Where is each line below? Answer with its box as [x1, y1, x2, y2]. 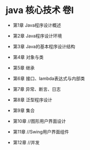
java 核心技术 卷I [5, 5, 74, 16]
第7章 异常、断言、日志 [12, 86, 61, 92]
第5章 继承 [12, 65, 35, 71]
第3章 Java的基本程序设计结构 [12, 43, 75, 49]
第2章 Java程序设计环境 [12, 33, 62, 39]
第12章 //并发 [12, 139, 40, 145]
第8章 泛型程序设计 [12, 96, 52, 103]
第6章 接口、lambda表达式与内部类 [12, 75, 85, 81]
